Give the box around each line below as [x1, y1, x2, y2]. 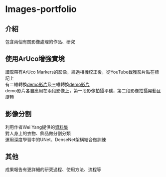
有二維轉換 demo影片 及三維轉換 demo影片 [5, 81, 90, 87]
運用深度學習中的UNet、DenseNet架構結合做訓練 [5, 136, 106, 143]
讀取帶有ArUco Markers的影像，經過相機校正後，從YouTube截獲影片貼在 [5, 69, 155, 75]
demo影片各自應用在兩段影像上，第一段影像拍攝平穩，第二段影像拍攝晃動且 [5, 87, 161, 93]
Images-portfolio [5, 3, 77, 15]
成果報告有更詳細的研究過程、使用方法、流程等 [5, 167, 101, 173]
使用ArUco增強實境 [5, 55, 65, 63]
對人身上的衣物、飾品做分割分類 [5, 130, 71, 136]
